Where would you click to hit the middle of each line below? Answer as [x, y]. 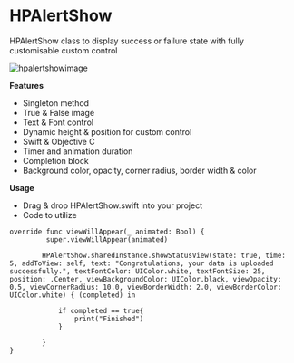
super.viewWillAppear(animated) [107, 239]
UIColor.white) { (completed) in [73, 295]
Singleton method [55, 103]
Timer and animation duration [78, 151]
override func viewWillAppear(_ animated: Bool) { [107, 232]
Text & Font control [58, 122]
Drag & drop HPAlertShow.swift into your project [112, 205]
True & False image [59, 112]
